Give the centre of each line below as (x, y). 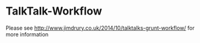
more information (27, 34)
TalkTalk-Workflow (54, 11)
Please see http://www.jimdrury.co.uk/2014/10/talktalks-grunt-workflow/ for (100, 28)
